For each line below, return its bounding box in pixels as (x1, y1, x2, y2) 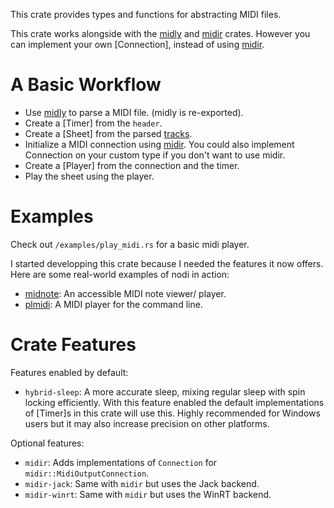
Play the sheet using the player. (24, 170, 155, 182)
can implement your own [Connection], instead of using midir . (10, 39, 265, 50)
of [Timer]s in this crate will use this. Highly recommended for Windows (24, 407, 321, 419)
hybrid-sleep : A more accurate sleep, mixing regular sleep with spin (24, 385, 306, 398)
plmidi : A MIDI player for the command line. (24, 298, 203, 310)
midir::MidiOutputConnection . (24, 467, 150, 479)
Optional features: (10, 437, 85, 449)
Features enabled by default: (10, 366, 129, 378)
